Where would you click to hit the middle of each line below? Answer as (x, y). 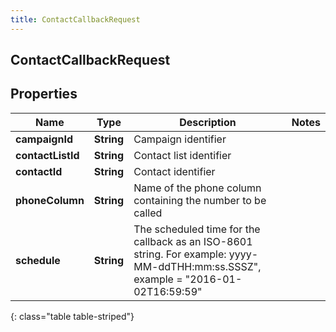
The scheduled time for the (197, 229)
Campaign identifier (180, 139)
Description (208, 122)
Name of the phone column (197, 188)
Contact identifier (174, 171)
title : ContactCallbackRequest (75, 19)
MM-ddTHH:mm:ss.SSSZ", (197, 266)
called (148, 213)
